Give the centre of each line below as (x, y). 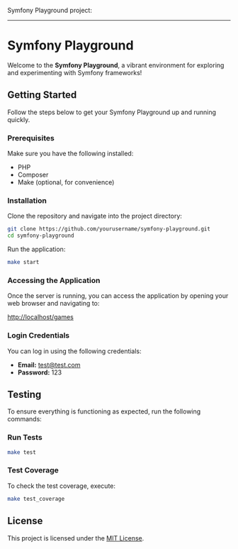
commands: (25, 419)
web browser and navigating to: (53, 304)
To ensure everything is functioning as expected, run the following (104, 411)
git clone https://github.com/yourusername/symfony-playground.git (109, 229)
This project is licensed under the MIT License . (76, 538)
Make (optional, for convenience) (66, 182)
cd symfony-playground (41, 236)
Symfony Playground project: (50, 10)
